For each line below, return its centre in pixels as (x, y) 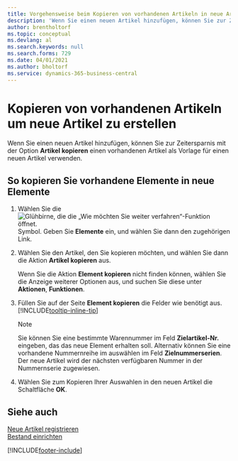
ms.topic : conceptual (39, 34)
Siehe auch (33, 412)
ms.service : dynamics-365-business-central (73, 73)
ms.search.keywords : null (45, 47)
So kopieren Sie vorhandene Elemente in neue (111, 181)
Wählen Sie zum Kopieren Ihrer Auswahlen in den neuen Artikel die (115, 382)
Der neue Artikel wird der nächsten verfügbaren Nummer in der (110, 361)
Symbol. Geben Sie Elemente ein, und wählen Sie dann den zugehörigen (124, 232)
